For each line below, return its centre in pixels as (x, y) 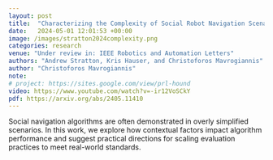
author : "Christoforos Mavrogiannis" (72, 69)
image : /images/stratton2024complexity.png (83, 38)
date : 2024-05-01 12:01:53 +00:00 (70, 31)
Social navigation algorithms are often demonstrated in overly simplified (129, 121)
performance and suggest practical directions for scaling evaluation (122, 139)
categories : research (45, 46)
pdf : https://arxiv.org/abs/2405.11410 (76, 99)
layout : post (30, 16)
